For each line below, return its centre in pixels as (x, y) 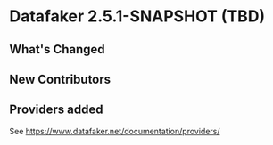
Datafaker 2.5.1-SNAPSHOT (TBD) (137, 16)
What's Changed (57, 49)
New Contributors (60, 79)
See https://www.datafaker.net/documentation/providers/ (115, 131)
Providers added (56, 110)
